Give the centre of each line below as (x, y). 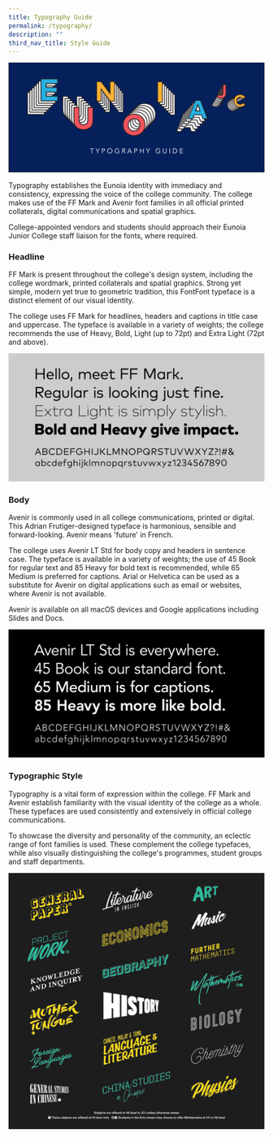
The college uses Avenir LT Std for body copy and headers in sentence (127, 551)
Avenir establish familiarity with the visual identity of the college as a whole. (135, 802)
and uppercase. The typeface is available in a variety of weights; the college (136, 325)
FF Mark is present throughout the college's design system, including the (131, 275)
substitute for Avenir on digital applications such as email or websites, (125, 585)
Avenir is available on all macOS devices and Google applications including (134, 609)
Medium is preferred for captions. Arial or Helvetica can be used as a (124, 577)
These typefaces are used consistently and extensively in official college (130, 811)
